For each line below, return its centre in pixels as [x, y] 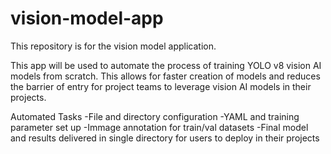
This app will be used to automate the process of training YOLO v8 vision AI [166, 65]
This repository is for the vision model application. [113, 46]
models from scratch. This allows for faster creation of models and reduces [165, 76]
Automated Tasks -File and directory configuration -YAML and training [155, 116]
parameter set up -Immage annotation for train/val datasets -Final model [159, 127]
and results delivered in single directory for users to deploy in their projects [165, 138]
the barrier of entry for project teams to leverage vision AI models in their [161, 86]
